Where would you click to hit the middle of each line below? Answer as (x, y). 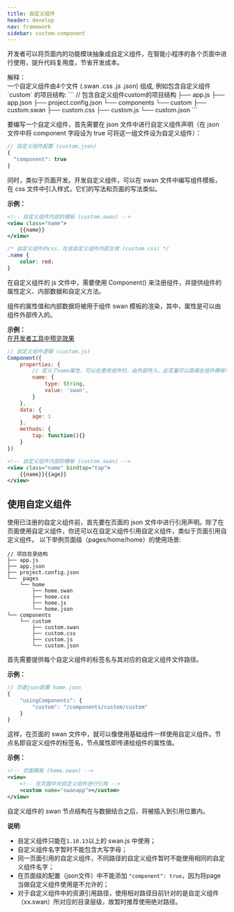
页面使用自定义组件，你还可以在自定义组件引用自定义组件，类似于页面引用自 (117, 531)
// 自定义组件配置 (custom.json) (52, 146)
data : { (31, 410)
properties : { (40, 364)
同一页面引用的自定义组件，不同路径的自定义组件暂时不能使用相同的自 (118, 858)
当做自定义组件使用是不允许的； (63, 884)
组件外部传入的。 (32, 314)
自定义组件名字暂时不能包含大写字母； (72, 849)
